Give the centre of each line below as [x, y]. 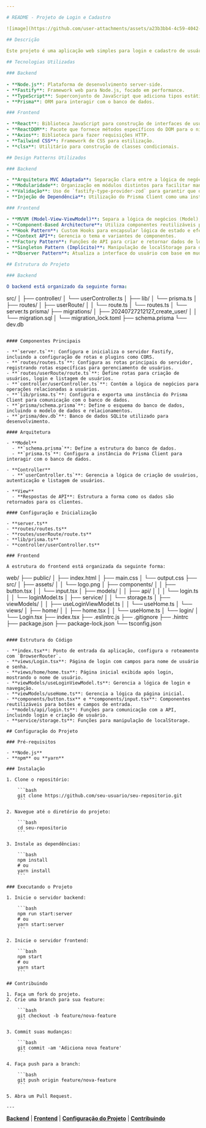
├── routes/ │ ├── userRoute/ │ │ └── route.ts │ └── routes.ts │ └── [97, 305]
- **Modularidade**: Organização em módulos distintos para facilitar [98, 186]
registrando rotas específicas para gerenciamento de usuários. [90, 368]
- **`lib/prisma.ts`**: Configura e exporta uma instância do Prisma [97, 394]
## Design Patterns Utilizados [46, 158]
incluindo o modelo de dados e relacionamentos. [70, 411]
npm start [30, 957]
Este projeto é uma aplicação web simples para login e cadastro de [96, 51]
